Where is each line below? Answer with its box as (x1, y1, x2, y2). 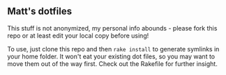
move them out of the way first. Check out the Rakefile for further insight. (7, 59, 218, 68)
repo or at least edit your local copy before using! (7, 31, 149, 40)
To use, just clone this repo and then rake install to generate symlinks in (7, 44, 220, 53)
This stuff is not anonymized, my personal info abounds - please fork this (7, 24, 218, 32)
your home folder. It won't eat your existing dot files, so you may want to (7, 52, 215, 60)
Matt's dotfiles (7, 6, 72, 17)
